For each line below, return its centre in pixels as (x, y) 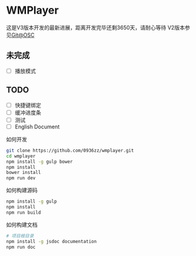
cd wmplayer (21, 156)
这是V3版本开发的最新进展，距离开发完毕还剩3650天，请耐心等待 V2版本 (96, 27)
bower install (24, 173)
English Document (37, 127)
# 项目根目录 (20, 236)
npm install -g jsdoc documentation (51, 241)
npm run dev (21, 178)
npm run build (24, 212)
